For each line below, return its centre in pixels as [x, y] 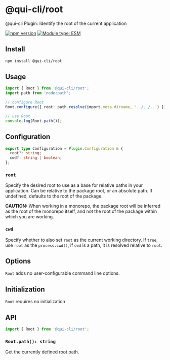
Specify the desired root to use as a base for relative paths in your [74, 185]
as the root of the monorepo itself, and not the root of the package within [81, 211]
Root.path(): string [31, 341]
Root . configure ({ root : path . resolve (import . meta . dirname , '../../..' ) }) [86, 107]
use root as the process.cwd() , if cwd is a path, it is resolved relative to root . [84, 245]
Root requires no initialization [35, 302]
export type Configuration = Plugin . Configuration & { [64, 148]
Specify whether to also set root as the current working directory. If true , [81, 240]
